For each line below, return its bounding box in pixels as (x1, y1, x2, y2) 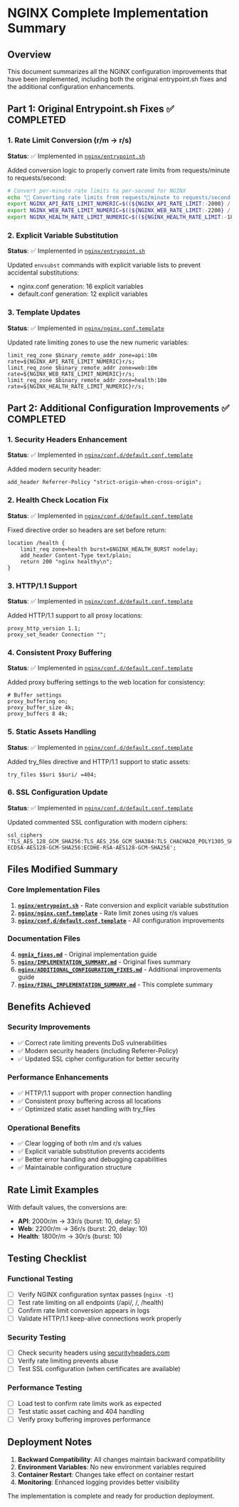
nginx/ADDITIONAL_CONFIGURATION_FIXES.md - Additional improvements (17, 965, 222, 973)
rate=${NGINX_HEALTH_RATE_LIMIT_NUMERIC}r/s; (7, 383, 144, 390)
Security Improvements (7, 1022, 91, 1032)
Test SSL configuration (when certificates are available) (17, 1365, 181, 1373)
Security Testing (7, 1332, 66, 1342)
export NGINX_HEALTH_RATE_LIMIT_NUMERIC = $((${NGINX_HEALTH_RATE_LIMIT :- (7, 213, 228, 221)
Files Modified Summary (7, 863, 119, 876)
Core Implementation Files (7, 884, 101, 894)
